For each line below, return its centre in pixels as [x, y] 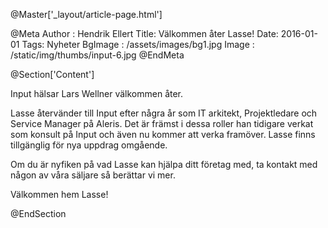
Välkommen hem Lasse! [59, 194]
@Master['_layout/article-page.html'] [86, 14]
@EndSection [38, 213]
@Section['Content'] [52, 74]
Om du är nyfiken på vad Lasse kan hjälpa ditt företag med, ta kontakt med [164, 164]
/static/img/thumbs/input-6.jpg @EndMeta [97, 55]
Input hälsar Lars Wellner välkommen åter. [97, 93]
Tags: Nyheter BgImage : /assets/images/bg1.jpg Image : [138, 44]
